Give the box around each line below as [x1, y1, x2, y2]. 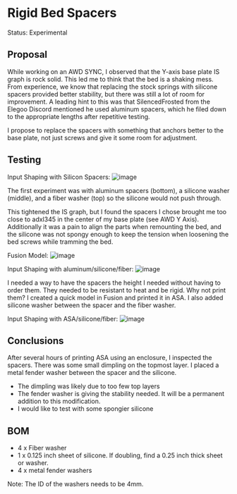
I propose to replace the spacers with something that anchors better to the [7, 125, 224, 135]
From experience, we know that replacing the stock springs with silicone [7, 82, 218, 91]
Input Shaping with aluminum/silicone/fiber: [7, 264, 134, 273]
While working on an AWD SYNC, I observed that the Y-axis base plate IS [7, 67, 220, 75]
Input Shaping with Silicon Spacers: [7, 173, 111, 181]
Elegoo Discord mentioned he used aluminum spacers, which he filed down [7, 104, 227, 113]
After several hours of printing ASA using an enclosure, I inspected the [7, 354, 212, 362]
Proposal [7, 49, 48, 61]
